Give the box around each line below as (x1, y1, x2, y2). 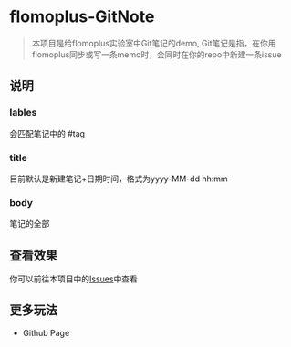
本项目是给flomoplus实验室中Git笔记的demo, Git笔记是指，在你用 (31, 37, 276, 48)
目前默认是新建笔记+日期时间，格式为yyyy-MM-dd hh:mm (9, 173, 228, 184)
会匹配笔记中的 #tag (9, 128, 85, 138)
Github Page (22, 327, 70, 338)
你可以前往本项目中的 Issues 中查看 (9, 273, 139, 284)
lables (9, 107, 37, 119)
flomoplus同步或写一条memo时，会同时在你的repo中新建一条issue (31, 48, 282, 60)
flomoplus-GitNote (9, 6, 155, 27)
